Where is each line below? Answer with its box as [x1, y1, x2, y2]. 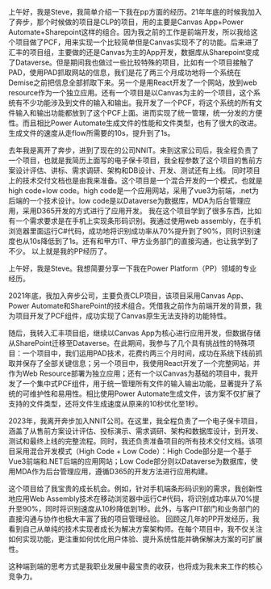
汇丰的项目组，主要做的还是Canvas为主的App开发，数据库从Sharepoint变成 [8, 48, 260, 57]
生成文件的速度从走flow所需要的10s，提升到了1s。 [8, 128, 175, 137]
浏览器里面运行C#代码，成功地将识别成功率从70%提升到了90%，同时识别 [8, 226, 254, 236]
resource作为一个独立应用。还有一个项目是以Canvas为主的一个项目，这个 [8, 88, 254, 97]
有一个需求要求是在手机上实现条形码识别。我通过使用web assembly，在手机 [8, 217, 261, 225]
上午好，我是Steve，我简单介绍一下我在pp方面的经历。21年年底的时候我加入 [8, 7, 262, 16]
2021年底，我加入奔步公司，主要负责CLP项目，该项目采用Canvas [8, 291, 226, 301]
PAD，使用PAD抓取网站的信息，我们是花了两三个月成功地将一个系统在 [8, 68, 242, 77]
